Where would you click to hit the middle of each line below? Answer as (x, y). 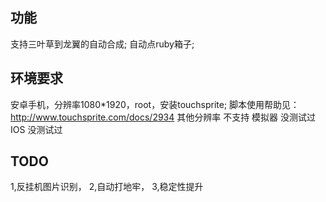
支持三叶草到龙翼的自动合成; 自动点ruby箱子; (102, 44)
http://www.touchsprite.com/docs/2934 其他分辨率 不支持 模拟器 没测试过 (163, 117)
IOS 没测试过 (36, 129)
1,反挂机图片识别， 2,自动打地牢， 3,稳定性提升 (107, 187)
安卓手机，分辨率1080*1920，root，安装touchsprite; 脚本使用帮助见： (155, 104)
